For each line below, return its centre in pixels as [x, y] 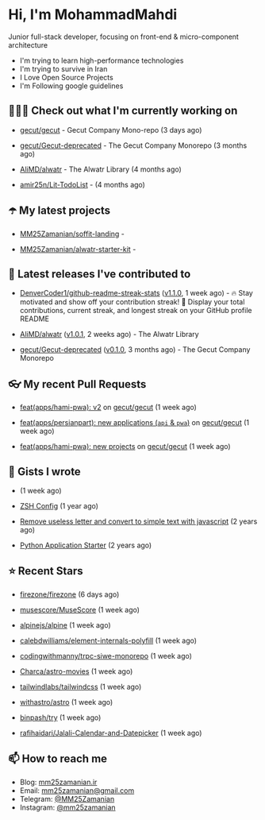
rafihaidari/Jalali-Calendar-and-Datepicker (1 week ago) [111, 733]
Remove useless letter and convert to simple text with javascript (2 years [138, 521]
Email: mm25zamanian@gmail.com [77, 790]
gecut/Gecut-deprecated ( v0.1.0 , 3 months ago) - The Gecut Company [135, 350]
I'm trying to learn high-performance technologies [102, 60]
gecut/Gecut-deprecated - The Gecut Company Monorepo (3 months [133, 145]
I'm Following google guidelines [71, 86]
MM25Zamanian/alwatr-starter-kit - [78, 249]
